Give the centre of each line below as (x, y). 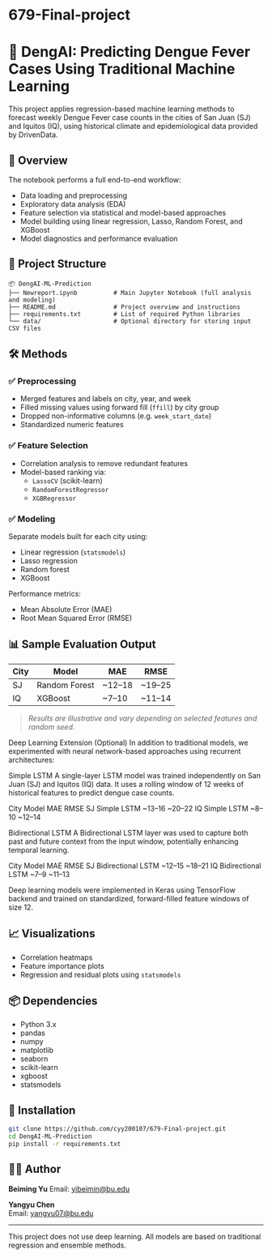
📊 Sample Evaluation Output (82, 645)
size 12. (21, 907)
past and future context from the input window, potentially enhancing (123, 841)
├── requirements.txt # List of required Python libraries (125, 314)
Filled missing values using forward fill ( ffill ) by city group (119, 408)
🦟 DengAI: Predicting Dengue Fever (130, 52)
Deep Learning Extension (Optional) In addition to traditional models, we (128, 742)
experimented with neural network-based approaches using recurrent (125, 751)
